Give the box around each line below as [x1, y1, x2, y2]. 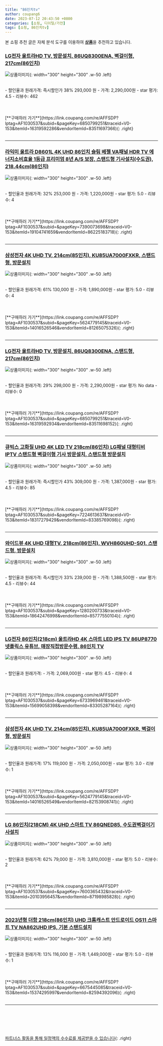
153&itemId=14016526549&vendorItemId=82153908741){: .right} [5, 799, 134, 804]
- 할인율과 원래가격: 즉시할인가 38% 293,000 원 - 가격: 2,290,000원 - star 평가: [5, 87, 158, 93]
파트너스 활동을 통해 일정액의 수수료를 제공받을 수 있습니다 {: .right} [5, 1035, 132, 1041]
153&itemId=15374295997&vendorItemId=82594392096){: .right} [5, 990, 136, 996]
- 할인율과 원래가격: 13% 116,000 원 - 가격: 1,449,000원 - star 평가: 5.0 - [5, 952, 145, 957]
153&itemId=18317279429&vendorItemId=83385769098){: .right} [5, 517, 135, 523]
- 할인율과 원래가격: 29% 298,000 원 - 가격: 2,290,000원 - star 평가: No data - [5, 383, 158, 389]
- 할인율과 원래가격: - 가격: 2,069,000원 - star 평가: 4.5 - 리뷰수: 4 [5, 671, 132, 676]
